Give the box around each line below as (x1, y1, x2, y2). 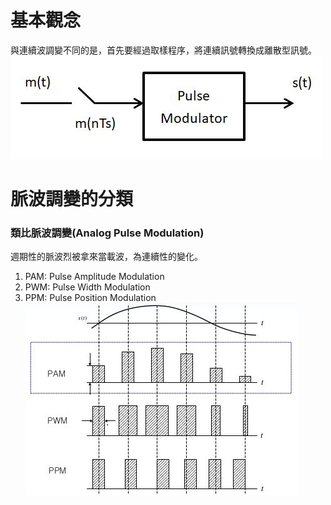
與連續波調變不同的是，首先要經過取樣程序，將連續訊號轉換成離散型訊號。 (10, 44, 317, 56)
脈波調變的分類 (10, 188, 134, 211)
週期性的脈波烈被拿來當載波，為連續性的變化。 (10, 251, 203, 263)
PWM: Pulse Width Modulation (24, 281, 151, 293)
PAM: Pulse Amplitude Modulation (24, 271, 165, 283)
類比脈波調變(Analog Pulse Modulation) (10, 226, 205, 240)
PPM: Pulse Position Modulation (24, 292, 157, 304)
